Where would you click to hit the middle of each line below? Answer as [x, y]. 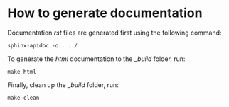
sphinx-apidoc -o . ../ [43, 45]
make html [22, 72]
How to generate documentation [105, 13]
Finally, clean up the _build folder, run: [63, 85]
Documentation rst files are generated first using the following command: [114, 33]
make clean [23, 98]
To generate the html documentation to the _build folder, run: [96, 59]
